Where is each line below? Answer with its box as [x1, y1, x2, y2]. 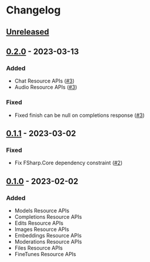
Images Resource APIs [14, 226, 69, 233]
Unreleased [6, 27, 50, 37]
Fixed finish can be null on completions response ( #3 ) [14, 112, 145, 119]
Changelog [6, 4, 61, 17]
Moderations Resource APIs [14, 238, 82, 245]
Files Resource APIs [14, 244, 63, 251]
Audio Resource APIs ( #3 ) [14, 84, 77, 91]
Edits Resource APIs [14, 219, 63, 226]
